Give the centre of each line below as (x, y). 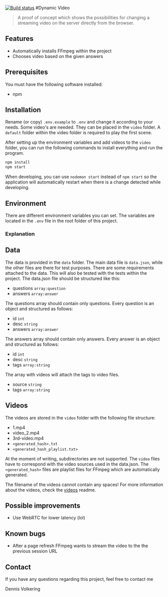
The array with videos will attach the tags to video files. (62, 374)
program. (15, 153)
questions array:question (39, 288)
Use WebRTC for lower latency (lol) (49, 518)
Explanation (20, 233)
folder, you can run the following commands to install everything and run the (84, 148)
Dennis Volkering (23, 589)
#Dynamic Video (53, 8)
